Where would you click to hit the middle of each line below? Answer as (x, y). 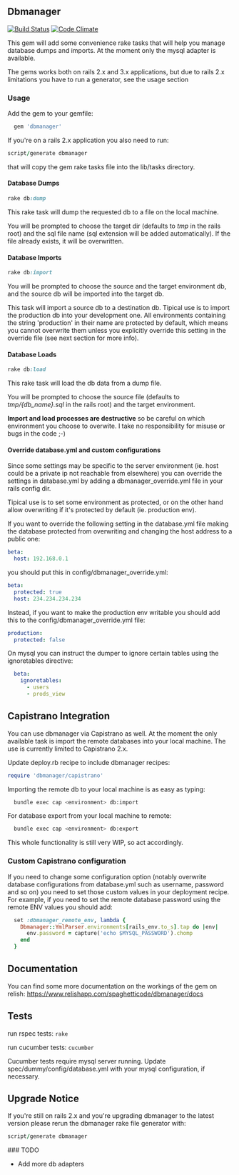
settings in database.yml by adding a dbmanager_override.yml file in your (115, 481)
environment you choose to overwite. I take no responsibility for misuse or (116, 426)
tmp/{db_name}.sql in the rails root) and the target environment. (101, 405)
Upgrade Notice (44, 1099)
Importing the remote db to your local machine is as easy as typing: (106, 789)
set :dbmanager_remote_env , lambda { (70, 920)
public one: (24, 539)
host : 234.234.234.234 (47, 599)
